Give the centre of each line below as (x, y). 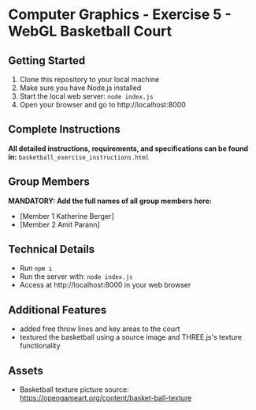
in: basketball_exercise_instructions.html (79, 156)
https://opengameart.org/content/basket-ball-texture (106, 398)
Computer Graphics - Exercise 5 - (120, 15)
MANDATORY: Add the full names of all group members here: (110, 201)
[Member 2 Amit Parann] (59, 224)
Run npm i (36, 268)
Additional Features (58, 310)
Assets (26, 370)
